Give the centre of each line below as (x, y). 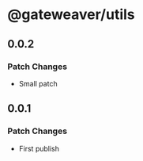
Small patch (38, 83)
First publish (39, 148)
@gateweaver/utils (71, 15)
